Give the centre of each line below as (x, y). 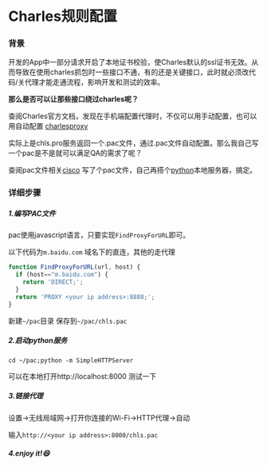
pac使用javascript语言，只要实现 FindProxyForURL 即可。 (99, 235)
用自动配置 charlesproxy (48, 126)
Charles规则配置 (63, 16)
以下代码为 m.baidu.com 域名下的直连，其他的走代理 (92, 252)
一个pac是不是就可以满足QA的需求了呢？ (75, 153)
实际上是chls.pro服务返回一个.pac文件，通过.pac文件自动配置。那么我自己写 (133, 143)
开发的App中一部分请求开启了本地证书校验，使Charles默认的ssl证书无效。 (130, 62)
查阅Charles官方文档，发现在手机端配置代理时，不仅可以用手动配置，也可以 (133, 116)
